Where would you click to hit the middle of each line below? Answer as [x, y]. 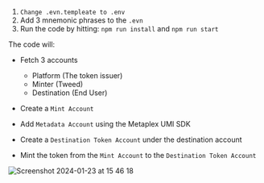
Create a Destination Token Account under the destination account [131, 139]
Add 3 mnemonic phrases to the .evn [81, 20]
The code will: [32, 44]
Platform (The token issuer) [77, 75]
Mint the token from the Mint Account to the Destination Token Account [138, 155]
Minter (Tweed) [58, 84]
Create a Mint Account [57, 108]
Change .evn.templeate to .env [72, 12]
